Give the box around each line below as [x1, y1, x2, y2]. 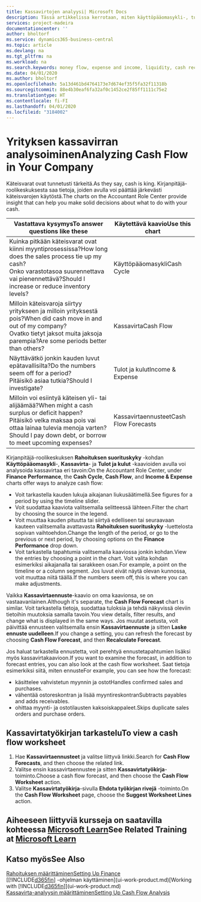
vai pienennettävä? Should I [9, 275, 86, 283]
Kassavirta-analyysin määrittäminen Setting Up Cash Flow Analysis [6, 889, 170, 896]
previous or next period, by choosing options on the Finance [14, 535, 165, 543]
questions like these [29, 227, 89, 235]
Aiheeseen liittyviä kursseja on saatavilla [6, 815, 163, 825]
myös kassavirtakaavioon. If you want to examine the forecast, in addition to [6, 654, 193, 662]
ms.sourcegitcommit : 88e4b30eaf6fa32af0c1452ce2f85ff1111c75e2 [6, 87, 167, 93]
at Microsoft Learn [6, 834, 77, 844]
